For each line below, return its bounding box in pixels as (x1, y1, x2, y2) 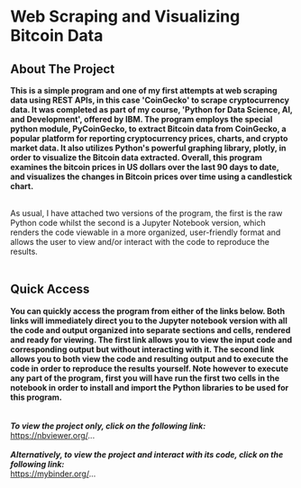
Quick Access (10, 282, 90, 297)
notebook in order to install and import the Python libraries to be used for (10, 382, 289, 393)
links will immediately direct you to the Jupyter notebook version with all (10, 315, 287, 326)
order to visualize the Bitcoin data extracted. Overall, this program (10, 152, 262, 163)
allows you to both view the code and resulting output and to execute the (10, 353, 289, 364)
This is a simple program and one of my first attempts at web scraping (10, 86, 278, 95)
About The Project (10, 61, 115, 77)
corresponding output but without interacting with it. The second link (10, 344, 275, 355)
